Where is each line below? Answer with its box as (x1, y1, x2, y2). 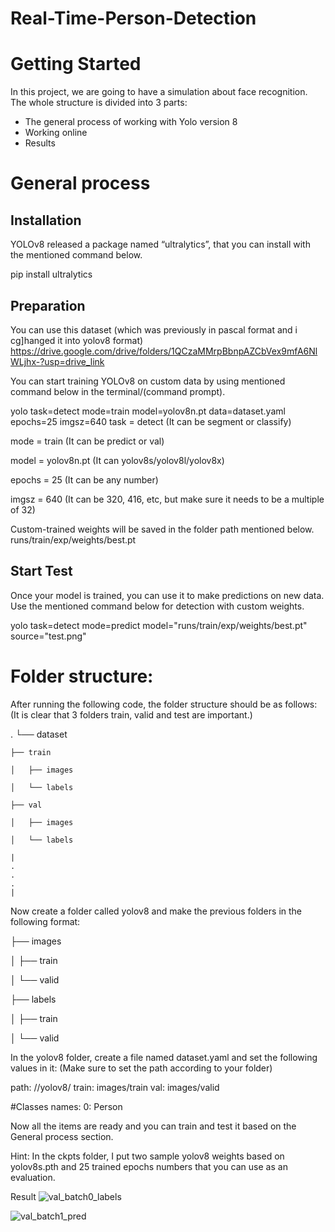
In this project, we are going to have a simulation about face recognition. (10, 86, 308, 98)
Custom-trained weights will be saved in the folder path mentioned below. (10, 523, 315, 535)
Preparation (10, 297, 86, 314)
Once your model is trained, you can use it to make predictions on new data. (10, 589, 325, 601)
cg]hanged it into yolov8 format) (10, 334, 144, 346)
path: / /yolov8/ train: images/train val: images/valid (10, 1081, 220, 1093)
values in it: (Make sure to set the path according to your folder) (10, 1062, 273, 1074)
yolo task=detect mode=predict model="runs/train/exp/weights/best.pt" (10, 619, 308, 631)
